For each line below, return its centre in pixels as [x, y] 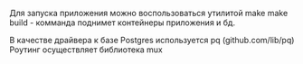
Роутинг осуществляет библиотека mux [86, 50]
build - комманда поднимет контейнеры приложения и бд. [123, 23]
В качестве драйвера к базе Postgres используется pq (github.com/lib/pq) [152, 40]
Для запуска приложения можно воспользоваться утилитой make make [149, 13]
